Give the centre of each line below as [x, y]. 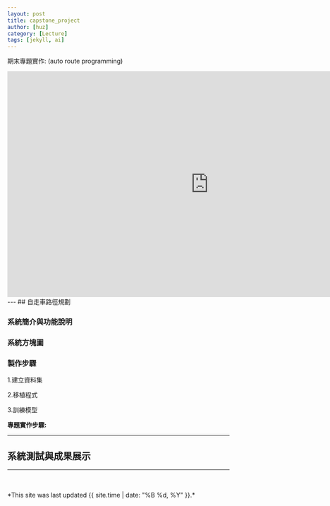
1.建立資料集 [25, 380]
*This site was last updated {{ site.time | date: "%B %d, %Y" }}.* [101, 495]
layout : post [26, 14]
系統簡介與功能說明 [40, 322]
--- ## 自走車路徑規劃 [39, 302]
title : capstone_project [44, 20]
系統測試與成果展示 [49, 456]
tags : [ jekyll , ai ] [36, 40]
